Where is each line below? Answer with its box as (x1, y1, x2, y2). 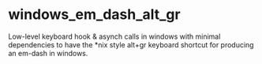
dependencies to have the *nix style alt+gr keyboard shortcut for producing (8, 40, 254, 49)
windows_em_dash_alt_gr (8, 6, 181, 24)
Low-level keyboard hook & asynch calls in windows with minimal (8, 32, 221, 41)
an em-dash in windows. (8, 48, 88, 58)
